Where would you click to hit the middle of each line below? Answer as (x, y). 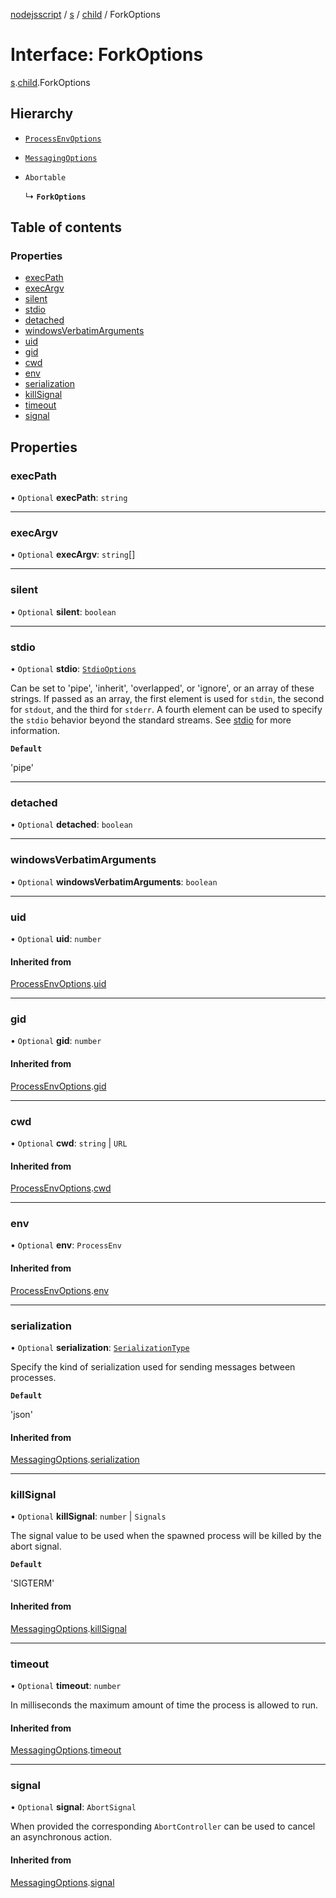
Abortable (45, 177)
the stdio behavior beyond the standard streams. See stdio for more (151, 720)
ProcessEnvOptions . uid (58, 984)
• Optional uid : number (56, 938)
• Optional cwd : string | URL (69, 1143)
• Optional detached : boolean (71, 825)
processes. (33, 1377)
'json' (21, 1414)
